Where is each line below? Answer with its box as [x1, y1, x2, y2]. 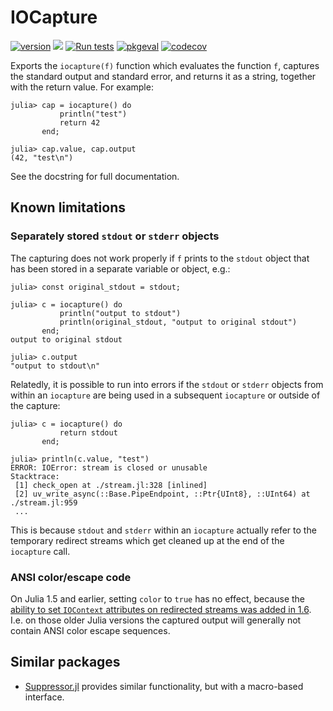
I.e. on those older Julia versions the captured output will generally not [10, 614, 302, 626]
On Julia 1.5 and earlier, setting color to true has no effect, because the [10, 592, 306, 605]
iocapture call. [10, 545, 71, 557]
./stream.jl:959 [10, 497, 78, 508]
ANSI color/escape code [10, 570, 132, 584]
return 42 [59, 117, 101, 128]
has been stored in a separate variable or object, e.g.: [10, 262, 231, 275]
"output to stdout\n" [10, 361, 101, 371]
